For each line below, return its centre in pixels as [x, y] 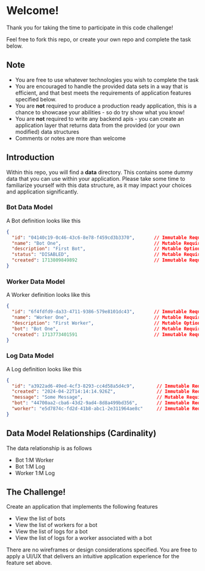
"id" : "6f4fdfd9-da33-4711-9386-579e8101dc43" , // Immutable [99, 312]
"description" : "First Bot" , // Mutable [97, 249]
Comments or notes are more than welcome [70, 138]
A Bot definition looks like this [44, 220]
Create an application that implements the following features [82, 507]
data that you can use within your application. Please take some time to [96, 178]
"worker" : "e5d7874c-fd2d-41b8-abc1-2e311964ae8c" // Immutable [101, 409]
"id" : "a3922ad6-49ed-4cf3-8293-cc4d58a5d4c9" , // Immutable [101, 386]
